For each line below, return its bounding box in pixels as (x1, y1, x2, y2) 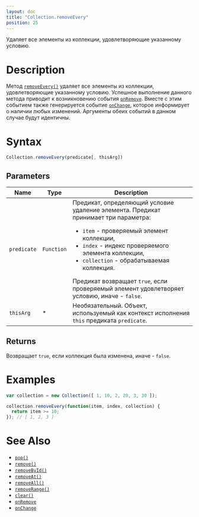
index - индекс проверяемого (82, 241, 169, 250)
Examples (6, 373, 56, 386)
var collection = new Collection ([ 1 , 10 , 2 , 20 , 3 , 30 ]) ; (6, 392, 158, 398)
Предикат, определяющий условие (72, 198, 174, 206)
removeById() (14, 468, 47, 474)
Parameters (6, 171, 50, 181)
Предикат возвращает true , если (72, 277, 168, 285)
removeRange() (14, 487, 50, 493)
